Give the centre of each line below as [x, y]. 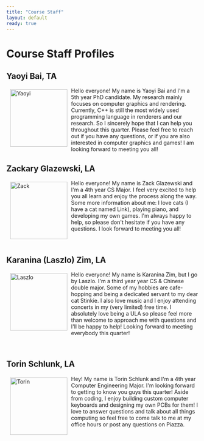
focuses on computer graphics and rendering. [129, 104]
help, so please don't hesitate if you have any [128, 222]
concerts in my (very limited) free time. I [121, 307]
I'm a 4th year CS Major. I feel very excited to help [134, 190]
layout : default [27, 18]
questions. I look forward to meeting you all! [126, 229]
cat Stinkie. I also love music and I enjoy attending [134, 301]
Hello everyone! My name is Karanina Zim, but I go [134, 275]
